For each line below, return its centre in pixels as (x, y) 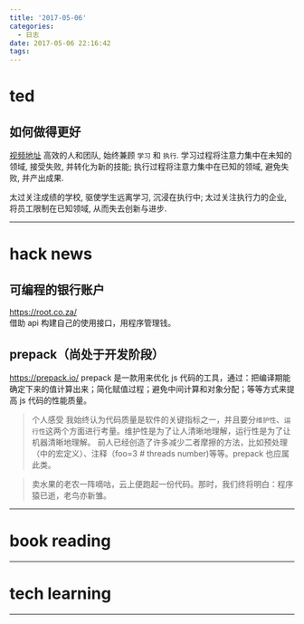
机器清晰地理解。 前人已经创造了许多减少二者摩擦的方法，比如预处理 (159, 442)
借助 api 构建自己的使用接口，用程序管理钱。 (93, 323)
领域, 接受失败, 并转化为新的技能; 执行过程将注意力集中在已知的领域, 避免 (146, 167)
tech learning (60, 594)
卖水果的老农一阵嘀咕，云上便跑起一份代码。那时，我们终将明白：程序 (162, 484)
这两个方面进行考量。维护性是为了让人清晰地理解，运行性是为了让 (168, 430)
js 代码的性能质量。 (56, 400)
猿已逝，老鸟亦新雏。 (71, 495)
